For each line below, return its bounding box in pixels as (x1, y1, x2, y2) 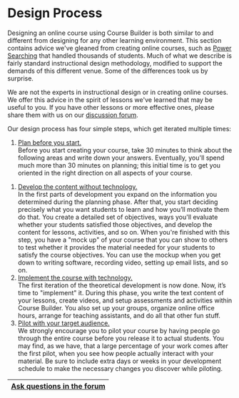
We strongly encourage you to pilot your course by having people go (17, 326, 220, 335)
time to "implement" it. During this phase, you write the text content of (17, 288, 224, 297)
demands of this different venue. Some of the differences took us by (7, 66, 208, 75)
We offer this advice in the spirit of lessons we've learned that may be (7, 95, 213, 104)
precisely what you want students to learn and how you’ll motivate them (17, 205, 230, 213)
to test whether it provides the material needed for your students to (17, 243, 215, 251)
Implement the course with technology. (17, 273, 133, 282)
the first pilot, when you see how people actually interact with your (17, 349, 214, 357)
